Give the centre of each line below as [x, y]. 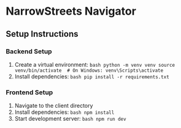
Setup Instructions [42, 34]
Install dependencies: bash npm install [64, 112]
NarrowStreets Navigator [71, 11]
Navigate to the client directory [54, 106]
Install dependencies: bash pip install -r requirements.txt [92, 76]
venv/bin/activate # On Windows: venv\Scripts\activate [89, 70]
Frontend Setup [29, 92]
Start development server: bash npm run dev [70, 119]
